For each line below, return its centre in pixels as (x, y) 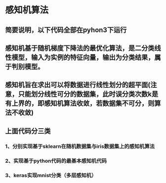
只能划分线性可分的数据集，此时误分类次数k (85, 94)
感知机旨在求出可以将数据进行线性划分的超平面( (78, 85)
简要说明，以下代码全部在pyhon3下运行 (66, 30)
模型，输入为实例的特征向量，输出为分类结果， (83, 57)
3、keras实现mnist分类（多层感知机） (51, 175)
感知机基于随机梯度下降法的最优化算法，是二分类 (80, 48)
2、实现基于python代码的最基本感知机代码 (56, 161)
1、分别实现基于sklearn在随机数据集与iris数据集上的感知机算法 (80, 146)
